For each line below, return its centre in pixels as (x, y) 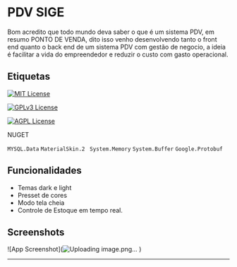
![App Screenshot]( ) (74, 249)
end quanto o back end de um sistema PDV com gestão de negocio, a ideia (116, 47)
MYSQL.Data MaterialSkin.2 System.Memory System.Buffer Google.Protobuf (115, 149)
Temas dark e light (44, 187)
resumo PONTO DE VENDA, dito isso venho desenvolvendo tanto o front (112, 39)
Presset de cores (42, 195)
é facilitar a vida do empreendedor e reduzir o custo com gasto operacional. (118, 54)
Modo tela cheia (41, 203)
